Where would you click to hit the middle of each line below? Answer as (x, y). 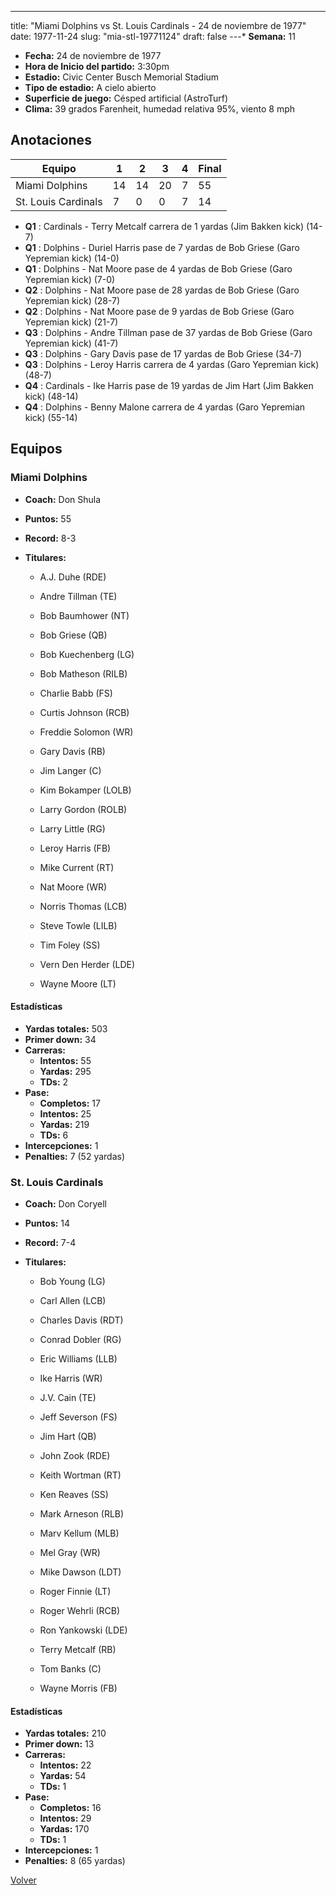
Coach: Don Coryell (65, 1204)
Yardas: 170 (64, 1829)
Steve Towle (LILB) (78, 925)
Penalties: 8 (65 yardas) (75, 1861)
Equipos (36, 449)
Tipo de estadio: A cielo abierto (90, 87)
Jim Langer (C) (70, 770)
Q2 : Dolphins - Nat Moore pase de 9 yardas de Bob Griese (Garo (159, 311)
